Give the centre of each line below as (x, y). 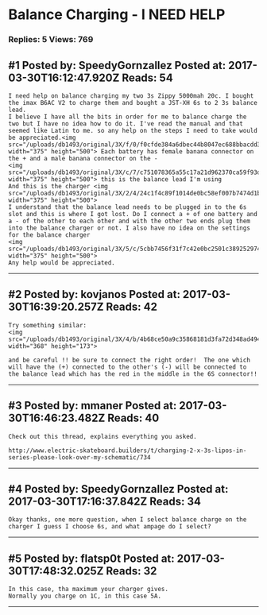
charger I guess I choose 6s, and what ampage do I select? (110, 527)
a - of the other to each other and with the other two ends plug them (129, 221)
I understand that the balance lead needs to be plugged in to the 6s (128, 207)
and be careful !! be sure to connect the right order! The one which (129, 360)
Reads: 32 (132, 571)
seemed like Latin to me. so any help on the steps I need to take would (133, 130)
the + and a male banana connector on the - (83, 158)
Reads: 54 (147, 77)
